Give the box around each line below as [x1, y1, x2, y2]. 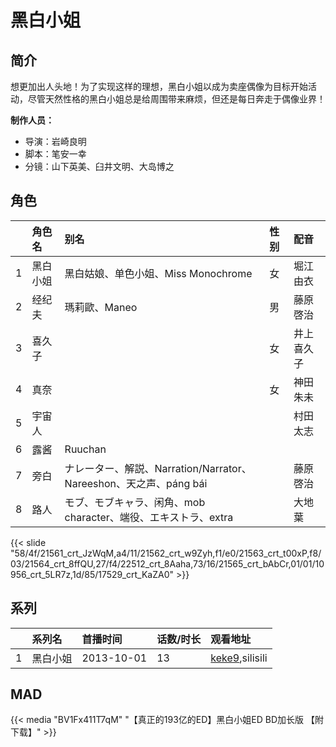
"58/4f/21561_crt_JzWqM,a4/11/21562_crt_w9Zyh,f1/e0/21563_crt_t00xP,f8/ [10, 547, 322, 559]
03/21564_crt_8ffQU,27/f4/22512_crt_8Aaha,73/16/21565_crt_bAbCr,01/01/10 [10, 557, 325, 570]
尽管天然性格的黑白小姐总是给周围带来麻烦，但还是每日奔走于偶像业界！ [27, 93, 326, 105]
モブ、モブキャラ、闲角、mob [64, 495, 206, 509]
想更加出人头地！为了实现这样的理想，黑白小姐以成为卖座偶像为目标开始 [10, 81, 308, 92]
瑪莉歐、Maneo [64, 300, 138, 314]
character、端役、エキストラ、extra [64, 510, 234, 524]
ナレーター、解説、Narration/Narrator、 [64, 461, 252, 475]
